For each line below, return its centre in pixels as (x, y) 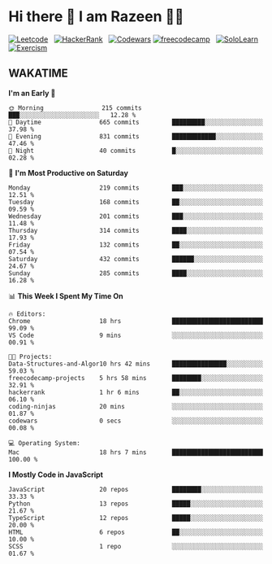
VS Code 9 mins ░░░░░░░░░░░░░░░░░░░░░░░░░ (136, 335)
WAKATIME (39, 74)
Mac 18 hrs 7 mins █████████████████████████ (136, 452)
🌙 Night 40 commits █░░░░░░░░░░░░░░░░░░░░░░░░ (136, 151)
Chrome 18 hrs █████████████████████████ (136, 321)
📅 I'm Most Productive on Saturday (68, 173)
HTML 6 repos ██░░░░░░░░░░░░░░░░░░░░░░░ (136, 532)
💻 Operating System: (45, 443)
